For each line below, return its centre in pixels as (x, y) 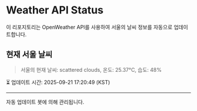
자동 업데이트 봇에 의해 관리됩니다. (45, 102)
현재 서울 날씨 (29, 55)
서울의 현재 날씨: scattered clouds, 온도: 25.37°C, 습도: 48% (91, 70)
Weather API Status (55, 10)
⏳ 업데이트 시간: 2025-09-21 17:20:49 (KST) (58, 82)
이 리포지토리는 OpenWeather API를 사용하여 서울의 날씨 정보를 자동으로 (89, 27)
